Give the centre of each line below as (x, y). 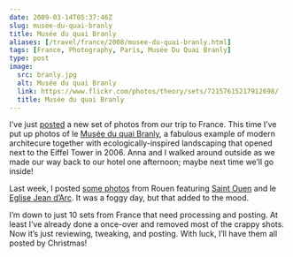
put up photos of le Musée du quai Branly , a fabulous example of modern (143, 134)
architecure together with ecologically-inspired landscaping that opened (141, 143)
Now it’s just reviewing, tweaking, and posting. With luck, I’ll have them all (143, 234)
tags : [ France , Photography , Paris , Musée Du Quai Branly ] (120, 50)
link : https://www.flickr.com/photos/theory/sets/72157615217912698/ (148, 91)
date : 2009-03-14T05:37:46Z (61, 17)
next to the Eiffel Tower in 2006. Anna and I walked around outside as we (143, 153)
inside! (21, 171)
